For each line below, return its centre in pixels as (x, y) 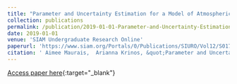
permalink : (23, 27)
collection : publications (45, 20)
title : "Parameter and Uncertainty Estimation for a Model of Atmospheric (120, 14)
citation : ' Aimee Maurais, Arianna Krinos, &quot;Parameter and (107, 53)
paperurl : (22, 46)
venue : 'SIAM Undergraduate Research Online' (75, 40)
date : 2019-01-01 (33, 33)
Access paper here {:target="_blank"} (61, 72)
